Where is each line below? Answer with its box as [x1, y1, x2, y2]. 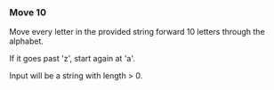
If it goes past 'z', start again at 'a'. [9, 53, 136, 64]
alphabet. [9, 36, 44, 46]
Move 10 [9, 6, 47, 19]
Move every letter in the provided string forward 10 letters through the [9, 27, 265, 37]
